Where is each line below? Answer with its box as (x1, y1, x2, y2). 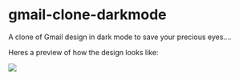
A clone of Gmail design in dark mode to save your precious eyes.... (8, 32, 232, 42)
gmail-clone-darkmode (8, 6, 167, 24)
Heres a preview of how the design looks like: (8, 47, 159, 57)
